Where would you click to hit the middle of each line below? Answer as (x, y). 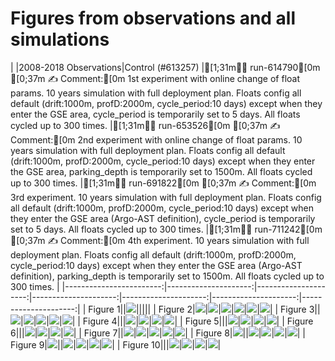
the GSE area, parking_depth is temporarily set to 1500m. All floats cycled (161, 171)
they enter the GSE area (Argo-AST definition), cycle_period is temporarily (163, 218)
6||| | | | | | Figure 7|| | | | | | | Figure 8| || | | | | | (158, 333)
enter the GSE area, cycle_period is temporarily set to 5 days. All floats (155, 114)
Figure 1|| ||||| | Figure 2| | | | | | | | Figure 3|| (204, 309)
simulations (60, 39)
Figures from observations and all (153, 18)
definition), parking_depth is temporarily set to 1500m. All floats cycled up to (167, 276)
